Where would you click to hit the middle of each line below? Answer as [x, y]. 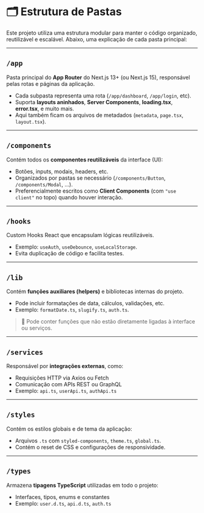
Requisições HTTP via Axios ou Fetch [62, 378]
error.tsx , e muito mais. [45, 108]
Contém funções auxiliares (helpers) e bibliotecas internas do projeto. [95, 292]
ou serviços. [37, 328]
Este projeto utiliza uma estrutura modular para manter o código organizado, [102, 33]
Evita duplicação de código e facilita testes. [70, 253]
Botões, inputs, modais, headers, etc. [62, 171]
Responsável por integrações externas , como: [65, 366]
